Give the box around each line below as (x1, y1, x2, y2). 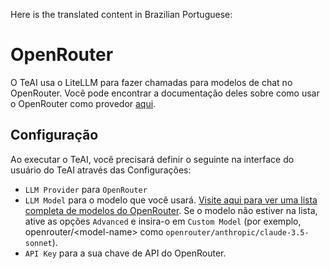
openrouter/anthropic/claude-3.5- (165, 227, 310, 238)
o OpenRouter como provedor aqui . (10, 97, 157, 109)
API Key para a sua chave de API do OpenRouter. (24, 247, 227, 259)
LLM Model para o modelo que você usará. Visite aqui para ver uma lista (24, 194, 318, 206)
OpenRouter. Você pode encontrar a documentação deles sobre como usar (10, 87, 320, 99)
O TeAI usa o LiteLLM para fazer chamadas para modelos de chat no (10, 76, 293, 88)
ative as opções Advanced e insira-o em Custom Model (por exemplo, (24, 215, 302, 227)
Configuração (10, 127, 99, 144)
